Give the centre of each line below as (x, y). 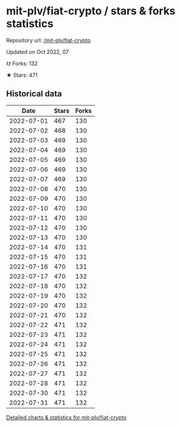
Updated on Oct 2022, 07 (38, 51)
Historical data (34, 94)
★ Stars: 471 (22, 75)
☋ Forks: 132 (22, 63)
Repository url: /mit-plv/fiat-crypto (48, 40)
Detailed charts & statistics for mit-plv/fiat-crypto (67, 417)
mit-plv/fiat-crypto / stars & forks (91, 11)
